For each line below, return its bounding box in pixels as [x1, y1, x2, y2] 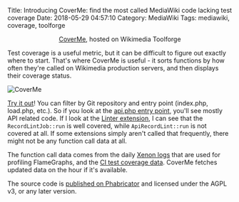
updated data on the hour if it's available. [7, 166, 128, 174]
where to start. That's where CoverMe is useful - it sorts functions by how [7, 56, 225, 65]
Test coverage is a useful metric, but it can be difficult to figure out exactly [7, 49, 227, 57]
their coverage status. [7, 71, 72, 80]
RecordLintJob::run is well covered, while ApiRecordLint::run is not [7, 122, 207, 130]
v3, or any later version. [7, 187, 77, 195]
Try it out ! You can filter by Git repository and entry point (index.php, [7, 99, 208, 107]
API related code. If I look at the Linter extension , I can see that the [7, 114, 203, 122]
